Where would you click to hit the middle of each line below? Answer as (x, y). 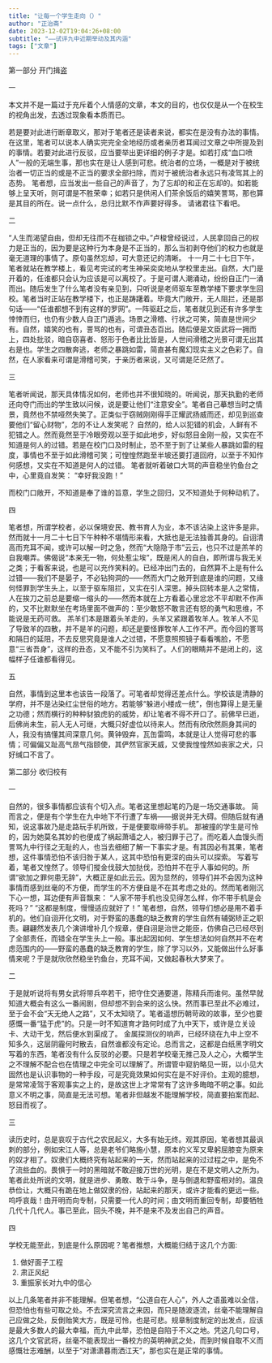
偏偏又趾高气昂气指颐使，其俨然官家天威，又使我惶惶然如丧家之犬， (143, 745)
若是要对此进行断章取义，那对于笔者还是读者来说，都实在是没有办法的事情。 (136, 132)
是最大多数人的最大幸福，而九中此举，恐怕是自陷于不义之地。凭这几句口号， (136, 1331)
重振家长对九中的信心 (55, 1283)
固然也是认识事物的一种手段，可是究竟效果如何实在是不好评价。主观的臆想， (136, 1075)
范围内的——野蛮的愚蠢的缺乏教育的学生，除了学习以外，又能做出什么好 (136, 949)
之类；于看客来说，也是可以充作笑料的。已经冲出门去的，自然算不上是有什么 (136, 568)
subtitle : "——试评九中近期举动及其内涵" (70, 39)
